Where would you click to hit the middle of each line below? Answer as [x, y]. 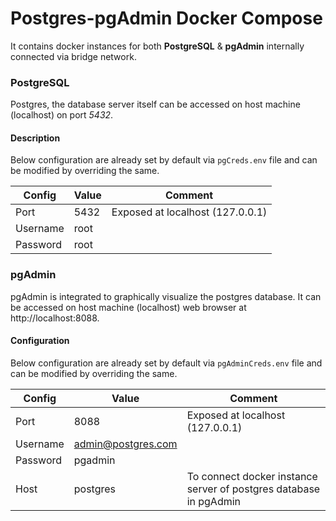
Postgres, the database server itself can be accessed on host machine [155, 104]
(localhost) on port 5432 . [62, 115]
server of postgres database [253, 489]
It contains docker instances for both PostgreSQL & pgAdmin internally [157, 46]
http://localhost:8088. [55, 318]
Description [35, 138]
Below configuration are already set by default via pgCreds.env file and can [164, 160]
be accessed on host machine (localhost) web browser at [128, 307]
